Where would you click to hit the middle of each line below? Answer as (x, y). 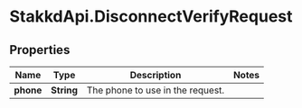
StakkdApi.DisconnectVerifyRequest (151, 17)
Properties (40, 50)
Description (156, 75)
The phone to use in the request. (156, 90)
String (65, 90)
